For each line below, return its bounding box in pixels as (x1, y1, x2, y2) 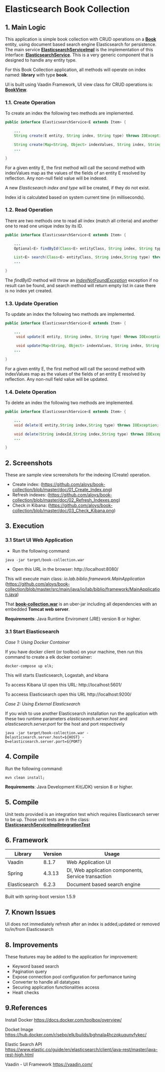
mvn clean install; (5, 775, 45, 780)
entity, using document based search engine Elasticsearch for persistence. (5, 41, 157, 47)
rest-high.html (5, 1052, 34, 1058)
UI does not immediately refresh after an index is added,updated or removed (5, 921, 160, 927)
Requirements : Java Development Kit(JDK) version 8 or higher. (5, 783, 134, 790)
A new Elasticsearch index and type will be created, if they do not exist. (5, 185, 150, 190)
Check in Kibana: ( (12, 502, 50, 508)
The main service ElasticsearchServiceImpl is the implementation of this (5, 47, 153, 52)
